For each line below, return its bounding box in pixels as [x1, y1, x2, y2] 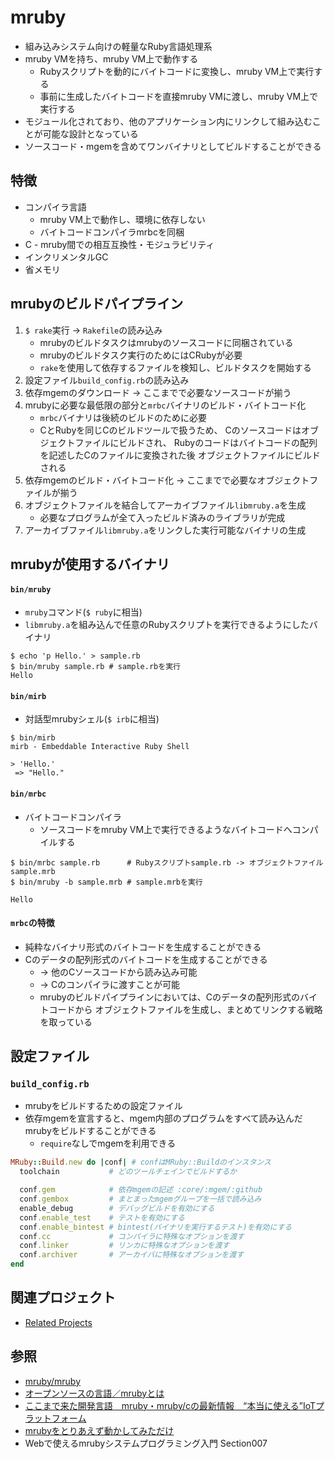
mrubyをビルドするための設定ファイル [24, 1100, 183, 1112]
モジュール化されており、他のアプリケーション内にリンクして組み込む [24, 115, 313, 127]
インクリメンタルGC [24, 251, 109, 263]
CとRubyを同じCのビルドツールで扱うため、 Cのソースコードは [39, 424, 302, 436]
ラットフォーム [24, 1412, 87, 1424]
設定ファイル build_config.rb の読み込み [24, 374, 190, 386]
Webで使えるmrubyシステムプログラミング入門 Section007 [24, 1437, 268, 1449]
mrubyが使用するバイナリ [10, 556, 170, 573]
